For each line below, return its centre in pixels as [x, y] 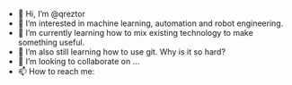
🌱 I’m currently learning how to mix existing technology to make [135, 33]
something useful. [51, 42]
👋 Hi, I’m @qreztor [51, 14]
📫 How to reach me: [56, 71]
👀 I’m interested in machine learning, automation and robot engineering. [150, 23]
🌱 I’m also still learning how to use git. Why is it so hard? [122, 52]
